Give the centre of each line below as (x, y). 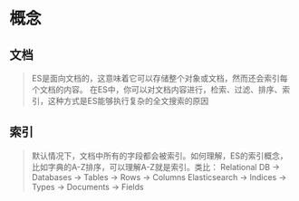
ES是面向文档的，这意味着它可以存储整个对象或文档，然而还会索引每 (159, 78)
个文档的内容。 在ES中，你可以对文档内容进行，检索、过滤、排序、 (157, 90)
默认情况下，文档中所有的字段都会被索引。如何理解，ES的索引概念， (159, 156)
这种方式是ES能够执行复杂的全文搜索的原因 (128, 101)
